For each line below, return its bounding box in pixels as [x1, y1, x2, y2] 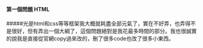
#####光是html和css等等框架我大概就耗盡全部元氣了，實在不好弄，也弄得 [6, 20, 191, 27]
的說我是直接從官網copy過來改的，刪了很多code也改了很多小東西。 [6, 35, 174, 42]
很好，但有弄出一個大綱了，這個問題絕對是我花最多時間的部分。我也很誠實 [11, 28, 197, 35]
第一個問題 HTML [6, 5, 50, 13]
